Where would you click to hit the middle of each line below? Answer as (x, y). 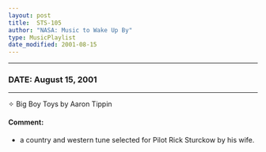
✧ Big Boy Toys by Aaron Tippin (60, 104)
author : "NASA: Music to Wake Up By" (70, 30)
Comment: (26, 122)
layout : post (30, 15)
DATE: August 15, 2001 (53, 80)
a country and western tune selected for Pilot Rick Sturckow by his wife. (137, 139)
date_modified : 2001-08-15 (53, 45)
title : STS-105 (35, 23)
